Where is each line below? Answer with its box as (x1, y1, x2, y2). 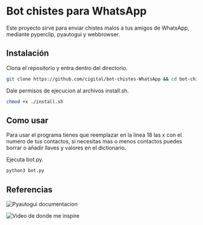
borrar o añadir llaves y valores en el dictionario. (6, 144, 127, 152)
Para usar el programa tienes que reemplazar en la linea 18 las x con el (6, 131, 182, 139)
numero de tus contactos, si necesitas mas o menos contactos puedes (6, 138, 182, 145)
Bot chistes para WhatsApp (6, 4, 147, 18)
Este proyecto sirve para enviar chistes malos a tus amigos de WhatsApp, (6, 24, 190, 31)
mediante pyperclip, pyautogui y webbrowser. (6, 30, 120, 37)
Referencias (6, 184, 53, 195)
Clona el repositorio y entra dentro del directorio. (6, 64, 128, 71)
